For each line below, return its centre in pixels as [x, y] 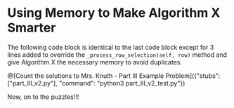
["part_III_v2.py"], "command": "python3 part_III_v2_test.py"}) [96, 83]
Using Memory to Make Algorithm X [114, 13]
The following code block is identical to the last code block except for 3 [111, 47]
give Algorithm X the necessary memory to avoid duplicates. [95, 62]
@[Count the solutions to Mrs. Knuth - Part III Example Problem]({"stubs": [114, 76]
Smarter [32, 28]
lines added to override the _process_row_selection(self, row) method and [117, 55]
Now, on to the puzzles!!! [43, 97]
